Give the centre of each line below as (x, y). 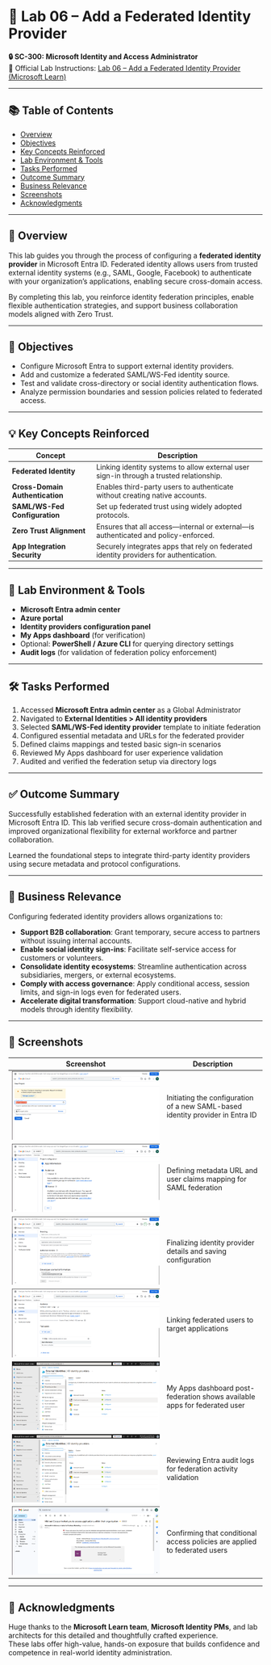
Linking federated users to (210, 1319)
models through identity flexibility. (76, 1009)
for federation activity (202, 1469)
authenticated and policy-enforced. (156, 535)
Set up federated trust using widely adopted (169, 507)
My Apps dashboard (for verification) (83, 635)
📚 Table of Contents (61, 111)
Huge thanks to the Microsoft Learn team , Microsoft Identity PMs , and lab (133, 1627)
